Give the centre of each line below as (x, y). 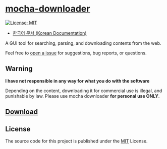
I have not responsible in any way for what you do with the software (77, 81)
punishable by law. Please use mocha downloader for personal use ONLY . (82, 96)
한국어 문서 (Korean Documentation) (49, 33)
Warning (19, 69)
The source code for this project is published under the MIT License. (76, 141)
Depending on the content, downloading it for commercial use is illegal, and (84, 91)
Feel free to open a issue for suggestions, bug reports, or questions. (76, 53)
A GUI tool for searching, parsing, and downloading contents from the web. (83, 43)
